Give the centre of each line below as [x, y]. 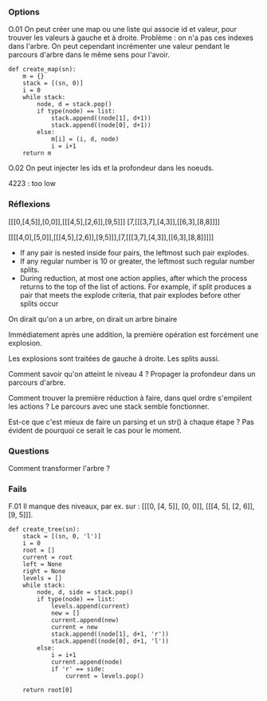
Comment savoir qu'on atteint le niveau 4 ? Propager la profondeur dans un [132, 374]
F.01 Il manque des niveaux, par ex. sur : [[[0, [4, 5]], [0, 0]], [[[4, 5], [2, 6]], [132, 506]
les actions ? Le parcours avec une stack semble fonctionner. [109, 406]
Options [24, 12]
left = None [42, 564]
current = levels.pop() [105, 676]
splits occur [39, 303]
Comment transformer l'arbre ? [59, 468]
